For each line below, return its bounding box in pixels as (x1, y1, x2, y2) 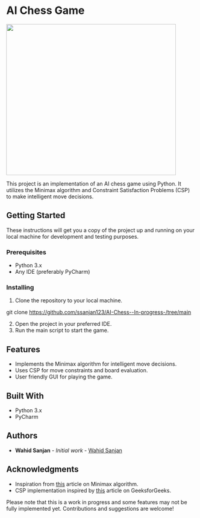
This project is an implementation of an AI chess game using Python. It (6, 180, 182, 187)
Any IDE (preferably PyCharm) (14, 268, 90, 276)
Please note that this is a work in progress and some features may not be (6, 498, 188, 505)
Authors (6, 430, 38, 441)
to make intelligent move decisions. (6, 193, 94, 200)
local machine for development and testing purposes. (6, 233, 139, 240)
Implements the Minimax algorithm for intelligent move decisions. (14, 360, 177, 367)
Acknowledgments (6, 464, 80, 474)
